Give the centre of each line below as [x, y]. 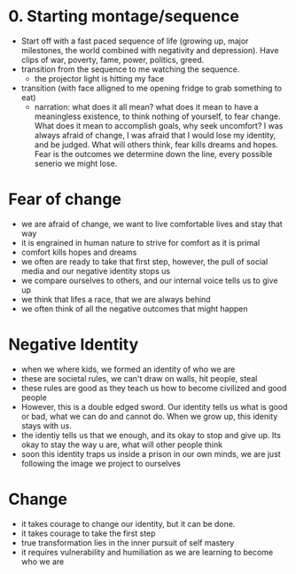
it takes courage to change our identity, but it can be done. [128, 523]
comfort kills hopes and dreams [79, 252]
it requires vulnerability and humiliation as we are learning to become [147, 552]
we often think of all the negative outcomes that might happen [135, 309]
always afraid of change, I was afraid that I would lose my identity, [155, 135]
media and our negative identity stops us [95, 271]
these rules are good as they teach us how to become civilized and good [154, 388]
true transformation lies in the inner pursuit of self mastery [128, 542]
